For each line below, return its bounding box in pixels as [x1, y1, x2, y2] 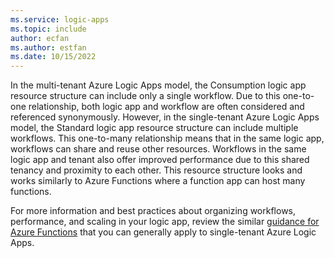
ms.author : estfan [10, 42, 87, 53]
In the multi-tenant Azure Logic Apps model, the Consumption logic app [10, 79, 307, 91]
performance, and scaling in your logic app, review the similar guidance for [10, 216, 320, 228]
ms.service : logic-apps [10, 14, 110, 25]
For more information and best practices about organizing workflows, [10, 205, 297, 217]
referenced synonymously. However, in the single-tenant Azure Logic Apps [10, 111, 320, 123]
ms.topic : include [10, 24, 87, 34]
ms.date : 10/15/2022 [10, 52, 97, 62]
